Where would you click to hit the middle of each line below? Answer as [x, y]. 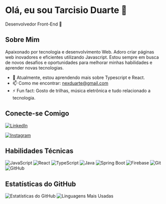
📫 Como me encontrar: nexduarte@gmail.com [60, 83]
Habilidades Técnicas [39, 151]
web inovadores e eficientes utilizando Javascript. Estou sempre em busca [82, 57]
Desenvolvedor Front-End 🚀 [34, 24]
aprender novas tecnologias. [34, 67]
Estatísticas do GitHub [41, 184]
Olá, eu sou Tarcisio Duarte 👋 [66, 10]
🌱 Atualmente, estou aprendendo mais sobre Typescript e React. [79, 77]
